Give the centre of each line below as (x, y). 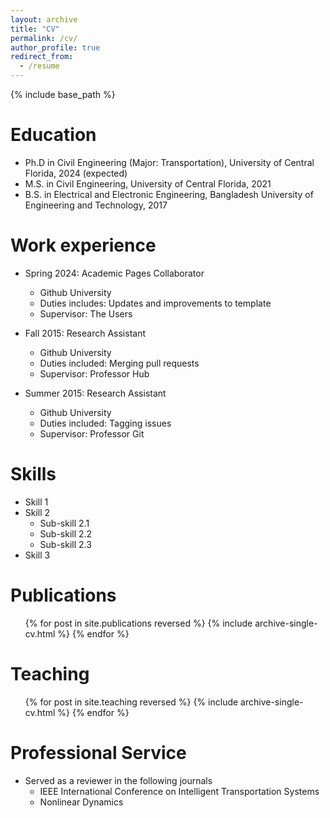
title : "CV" (35, 29)
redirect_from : (42, 57)
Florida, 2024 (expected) (76, 173)
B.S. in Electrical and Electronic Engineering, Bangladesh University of (169, 194)
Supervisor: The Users (86, 313)
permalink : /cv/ (44, 38)
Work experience (83, 245)
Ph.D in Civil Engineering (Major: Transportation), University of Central (169, 162)
